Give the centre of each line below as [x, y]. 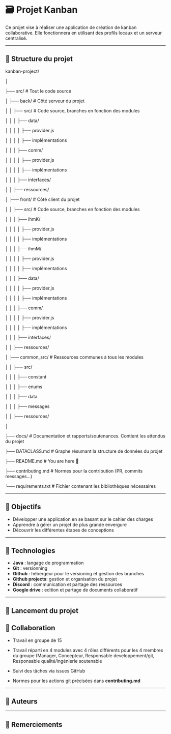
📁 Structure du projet [39, 59]
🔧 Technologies [30, 551]
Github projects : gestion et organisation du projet [65, 579]
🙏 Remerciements [34, 725]
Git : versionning [30, 568]
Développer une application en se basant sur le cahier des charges [83, 519]
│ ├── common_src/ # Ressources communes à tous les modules [75, 357]
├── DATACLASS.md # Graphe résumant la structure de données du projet [84, 451]
